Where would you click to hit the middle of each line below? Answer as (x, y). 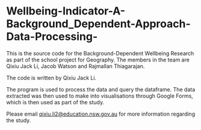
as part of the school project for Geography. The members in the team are (98, 60)
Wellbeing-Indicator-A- (66, 11)
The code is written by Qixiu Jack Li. (51, 78)
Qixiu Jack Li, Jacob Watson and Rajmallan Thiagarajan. (76, 66)
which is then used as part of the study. (55, 102)
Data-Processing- (52, 37)
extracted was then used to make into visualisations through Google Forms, (100, 96)
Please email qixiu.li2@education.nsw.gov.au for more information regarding (101, 114)
